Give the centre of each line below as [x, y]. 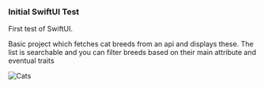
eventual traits [31, 60]
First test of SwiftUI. [41, 29]
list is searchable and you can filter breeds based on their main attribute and [132, 53]
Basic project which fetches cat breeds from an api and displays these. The [131, 44]
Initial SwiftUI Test [44, 12]
